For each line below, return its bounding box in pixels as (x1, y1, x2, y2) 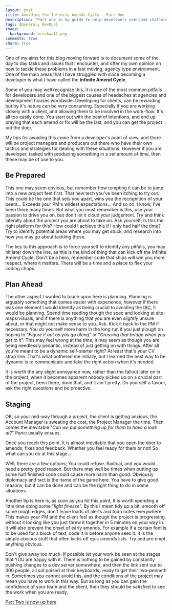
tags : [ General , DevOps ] (5, 21, 58, 27)
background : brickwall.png (10, 31, 68, 36)
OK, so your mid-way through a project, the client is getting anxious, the (5, 413, 157, 420)
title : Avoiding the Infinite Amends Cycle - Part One (5, 12, 125, 17)
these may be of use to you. (5, 156, 64, 162)
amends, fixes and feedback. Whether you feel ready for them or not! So (5, 445, 158, 451)
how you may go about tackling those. (5, 233, 86, 239)
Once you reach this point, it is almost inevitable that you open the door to (5, 440, 161, 446)
